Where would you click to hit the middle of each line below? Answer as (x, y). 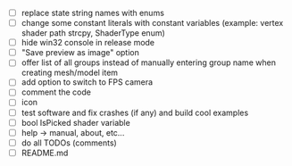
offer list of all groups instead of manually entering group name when (148, 62)
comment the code (56, 92)
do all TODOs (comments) (69, 143)
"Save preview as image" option (80, 53)
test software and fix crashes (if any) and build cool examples (135, 112)
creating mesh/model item (69, 73)
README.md (45, 153)
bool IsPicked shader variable (75, 122)
